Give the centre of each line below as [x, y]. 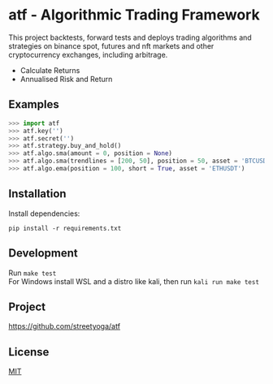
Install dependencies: [44, 214]
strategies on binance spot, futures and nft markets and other [111, 45]
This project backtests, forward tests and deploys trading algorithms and [130, 37]
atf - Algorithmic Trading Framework [134, 15]
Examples [34, 104]
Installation [37, 194]
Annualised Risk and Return [66, 79]
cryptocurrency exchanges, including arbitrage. [88, 54]
